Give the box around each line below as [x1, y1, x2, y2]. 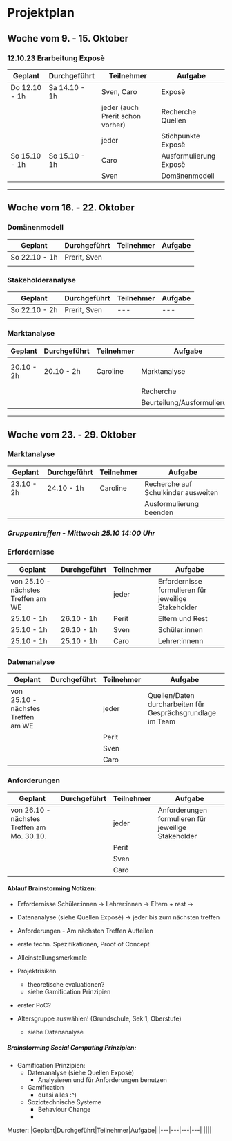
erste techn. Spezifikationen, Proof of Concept [17, 940, 150, 948]
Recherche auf [144, 479, 192, 489]
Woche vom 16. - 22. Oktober [7, 202, 135, 214]
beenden [144, 507, 174, 517]
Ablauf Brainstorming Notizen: [7, 884, 97, 892]
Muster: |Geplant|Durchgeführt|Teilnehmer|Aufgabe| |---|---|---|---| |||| [7, 1126, 212, 1134]
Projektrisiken [17, 967, 57, 975]
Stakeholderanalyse [7, 276, 76, 285]
